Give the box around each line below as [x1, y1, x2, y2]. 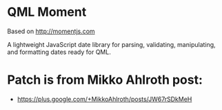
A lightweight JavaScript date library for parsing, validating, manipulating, [7, 40, 216, 48]
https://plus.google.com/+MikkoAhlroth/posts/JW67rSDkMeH [17, 95, 192, 103]
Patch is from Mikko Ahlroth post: [7, 72, 203, 88]
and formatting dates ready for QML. [7, 48, 112, 56]
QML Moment [7, 4, 87, 20]
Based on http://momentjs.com [7, 27, 95, 35]
